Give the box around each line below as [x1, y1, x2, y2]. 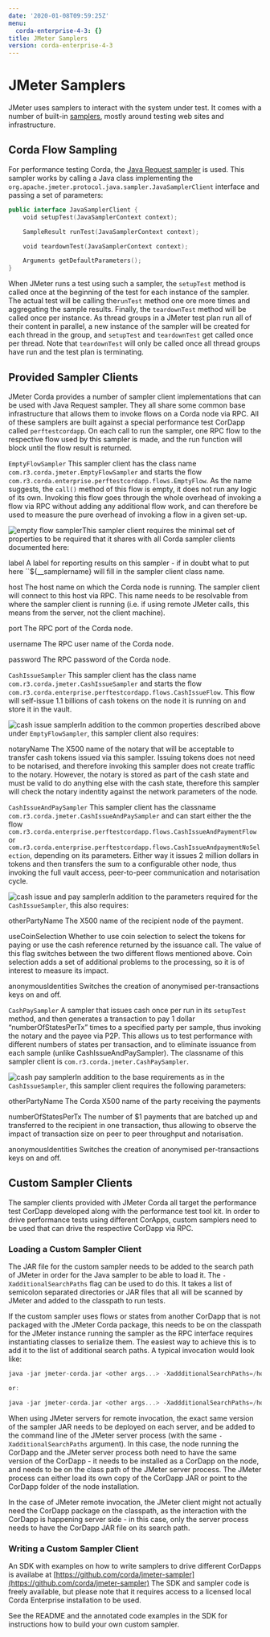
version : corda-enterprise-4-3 [8, 42, 113, 50]
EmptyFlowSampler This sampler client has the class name [8, 458, 197, 468]
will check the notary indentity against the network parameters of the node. [8, 786, 259, 796]
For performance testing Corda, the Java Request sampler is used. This [8, 164, 245, 174]
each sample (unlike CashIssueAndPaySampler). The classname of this [8, 1048, 243, 1057]
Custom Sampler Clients [8, 1176, 133, 1190]
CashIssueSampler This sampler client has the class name [8, 670, 197, 679]
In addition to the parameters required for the [108, 892, 259, 901]
